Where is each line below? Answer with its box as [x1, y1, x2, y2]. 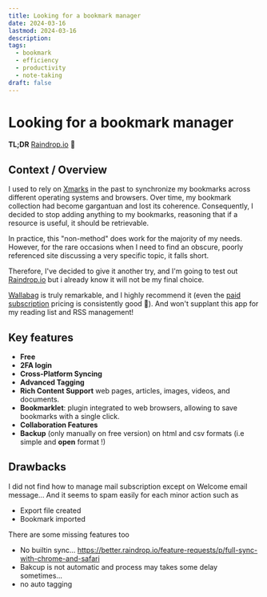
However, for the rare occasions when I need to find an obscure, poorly [8, 242, 244, 252]
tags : [8, 42, 26, 50]
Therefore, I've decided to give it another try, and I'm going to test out [8, 266, 238, 276]
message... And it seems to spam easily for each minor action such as [8, 490, 239, 499]
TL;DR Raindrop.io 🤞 [8, 139, 76, 149]
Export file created [19, 506, 82, 515]
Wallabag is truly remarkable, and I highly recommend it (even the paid [8, 290, 241, 301]
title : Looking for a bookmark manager [8, 11, 141, 20]
